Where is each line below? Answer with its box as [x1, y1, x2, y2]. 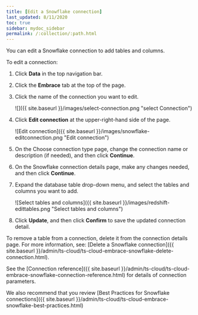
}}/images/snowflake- [96, 128, 150, 135]
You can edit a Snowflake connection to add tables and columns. [6, 47, 165, 54]
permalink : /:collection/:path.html [6, 31, 97, 37]
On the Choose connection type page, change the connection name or [14, 146, 188, 153]
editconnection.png [14, 134, 63, 141]
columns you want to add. [14, 188, 78, 195]
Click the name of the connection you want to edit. [14, 93, 139, 100]
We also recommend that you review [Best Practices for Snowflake [6, 289, 170, 297]
